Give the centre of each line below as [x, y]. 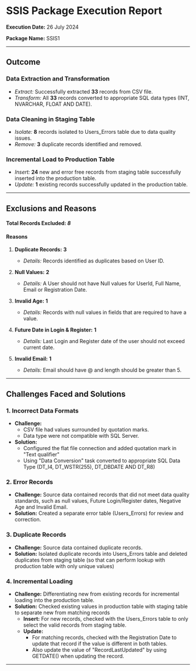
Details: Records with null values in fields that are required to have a [105, 312]
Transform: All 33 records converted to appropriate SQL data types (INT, [102, 98]
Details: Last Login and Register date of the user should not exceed [104, 341]
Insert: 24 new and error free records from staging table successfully [98, 172]
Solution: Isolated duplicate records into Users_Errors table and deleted [101, 554]
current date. [39, 347]
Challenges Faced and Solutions [66, 394]
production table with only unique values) [64, 566]
